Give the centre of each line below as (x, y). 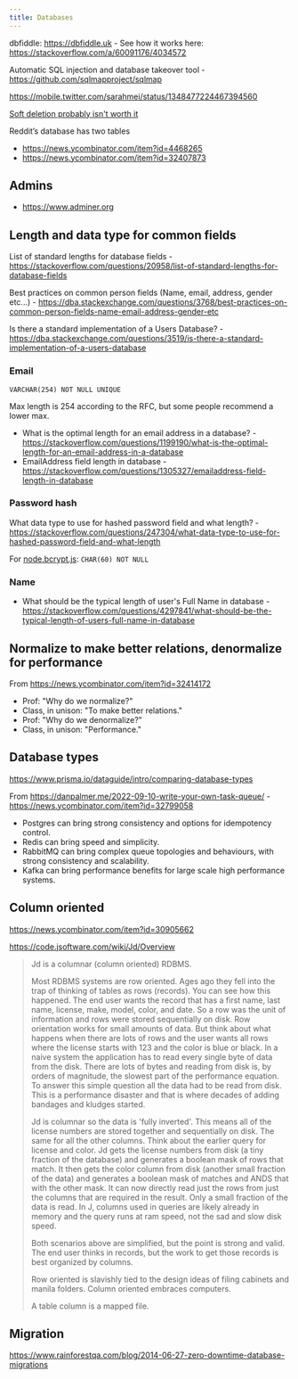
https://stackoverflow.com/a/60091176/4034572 (98, 52)
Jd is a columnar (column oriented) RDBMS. (111, 964)
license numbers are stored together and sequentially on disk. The (153, 1131)
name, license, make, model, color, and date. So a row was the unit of (158, 1009)
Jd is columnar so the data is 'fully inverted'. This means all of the (151, 1121)
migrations (29, 1365)
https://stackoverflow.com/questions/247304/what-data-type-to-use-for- (145, 532)
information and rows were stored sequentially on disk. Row (141, 1019)
